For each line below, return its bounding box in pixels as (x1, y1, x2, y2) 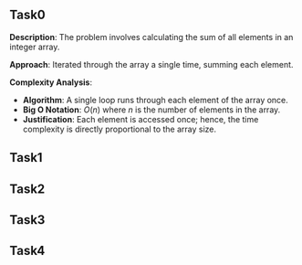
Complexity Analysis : (9, 77, 93, 88)
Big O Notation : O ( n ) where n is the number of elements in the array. (22, 104, 281, 115)
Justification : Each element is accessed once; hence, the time (22, 113, 259, 124)
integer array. (9, 41, 60, 52)
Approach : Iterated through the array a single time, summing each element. (9, 58, 294, 69)
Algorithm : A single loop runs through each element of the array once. (22, 94, 289, 105)
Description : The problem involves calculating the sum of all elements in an (9, 31, 294, 42)
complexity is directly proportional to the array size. (22, 123, 217, 134)
